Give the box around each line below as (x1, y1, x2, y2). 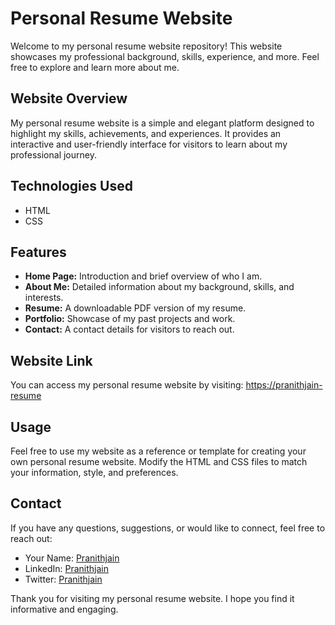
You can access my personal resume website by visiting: (10, 379, 244, 391)
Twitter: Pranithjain (24, 573, 103, 585)
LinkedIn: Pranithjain (24, 562, 109, 574)
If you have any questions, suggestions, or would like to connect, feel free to (10, 522, 326, 534)
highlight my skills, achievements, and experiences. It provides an (10, 127, 282, 139)
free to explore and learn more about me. (10, 61, 180, 73)
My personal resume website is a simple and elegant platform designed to (10, 117, 315, 129)
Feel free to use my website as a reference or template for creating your (10, 445, 307, 457)
